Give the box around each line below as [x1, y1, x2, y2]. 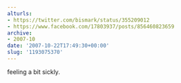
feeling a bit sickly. [7, 67, 61, 76]
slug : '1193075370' [7, 49, 64, 56]
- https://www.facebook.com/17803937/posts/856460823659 [7, 23, 175, 30]
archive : [7, 29, 32, 37]
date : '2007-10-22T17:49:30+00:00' [7, 42, 110, 49]
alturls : [7, 10, 32, 17]
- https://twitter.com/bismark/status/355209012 [7, 17, 150, 24]
